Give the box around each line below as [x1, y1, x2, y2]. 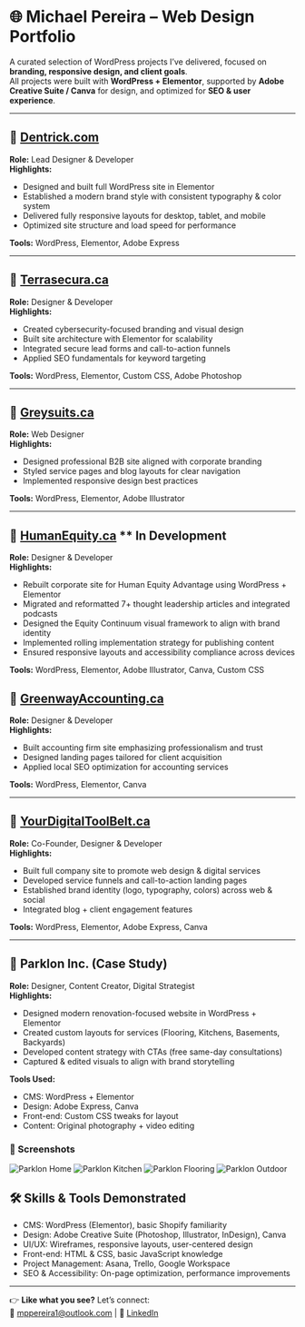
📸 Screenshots [9, 1143, 75, 1155]
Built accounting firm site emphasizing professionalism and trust [22, 742, 263, 753]
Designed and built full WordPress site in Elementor [22, 181, 215, 192]
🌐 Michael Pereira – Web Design [9, 6, 255, 27]
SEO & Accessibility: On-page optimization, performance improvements [22, 1267, 290, 1278]
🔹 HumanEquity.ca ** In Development [9, 528, 227, 543]
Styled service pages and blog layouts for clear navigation [22, 466, 241, 477]
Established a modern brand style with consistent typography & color [22, 191, 281, 202]
